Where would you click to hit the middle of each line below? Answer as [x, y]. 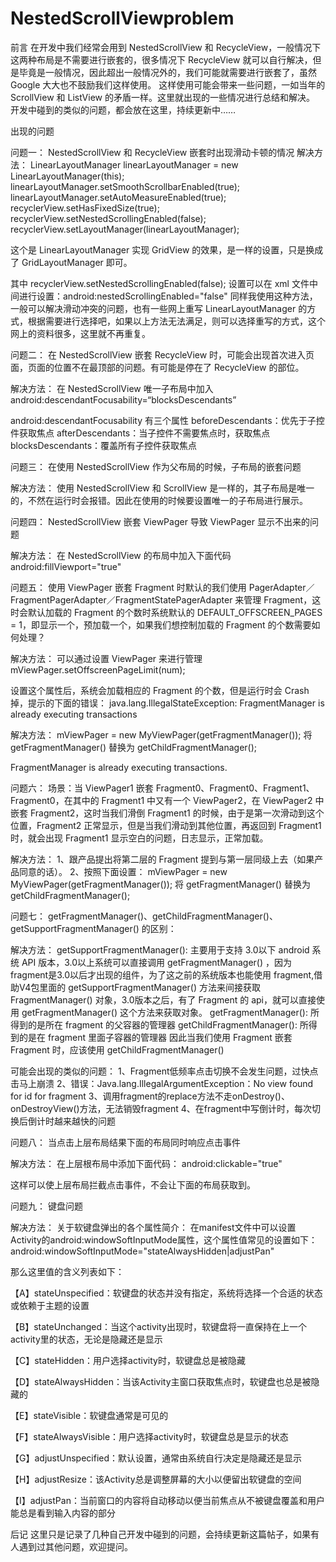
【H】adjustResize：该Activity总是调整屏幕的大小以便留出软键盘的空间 [156, 1479]
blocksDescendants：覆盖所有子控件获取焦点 [104, 445]
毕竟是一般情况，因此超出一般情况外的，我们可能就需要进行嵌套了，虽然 [167, 72]
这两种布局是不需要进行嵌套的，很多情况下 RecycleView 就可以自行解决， [161, 59]
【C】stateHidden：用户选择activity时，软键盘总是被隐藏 [128, 1360]
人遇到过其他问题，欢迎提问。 [71, 1546]
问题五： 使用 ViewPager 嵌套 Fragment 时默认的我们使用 [128, 587]
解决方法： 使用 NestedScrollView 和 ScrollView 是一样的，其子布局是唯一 [162, 488]
